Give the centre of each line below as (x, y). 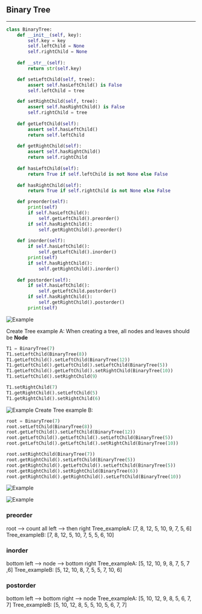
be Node (17, 337)
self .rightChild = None (57, 52)
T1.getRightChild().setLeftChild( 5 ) (52, 393)
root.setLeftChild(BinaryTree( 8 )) (50, 426)
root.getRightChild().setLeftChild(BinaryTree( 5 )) (71, 459)
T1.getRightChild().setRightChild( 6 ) (54, 398)
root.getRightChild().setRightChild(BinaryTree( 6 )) (72, 471)
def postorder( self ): (44, 280)
